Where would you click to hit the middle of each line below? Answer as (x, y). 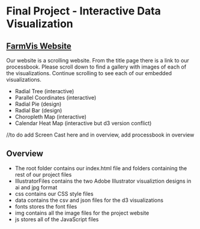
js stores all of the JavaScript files (57, 219)
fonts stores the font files (46, 206)
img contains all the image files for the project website (82, 213)
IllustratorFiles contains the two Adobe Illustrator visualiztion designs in (103, 181)
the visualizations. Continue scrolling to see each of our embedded (89, 73)
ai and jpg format (36, 187)
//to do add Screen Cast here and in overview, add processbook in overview (100, 135)
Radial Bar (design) (38, 110)
